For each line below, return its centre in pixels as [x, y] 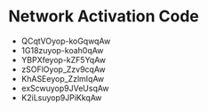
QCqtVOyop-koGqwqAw [66, 41]
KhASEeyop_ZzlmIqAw [63, 78]
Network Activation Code [104, 16]
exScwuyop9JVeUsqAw [65, 88]
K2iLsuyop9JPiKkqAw [61, 97]
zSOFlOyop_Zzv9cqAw [63, 69]
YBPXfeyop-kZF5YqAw [63, 60]
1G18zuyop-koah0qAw [62, 50]
